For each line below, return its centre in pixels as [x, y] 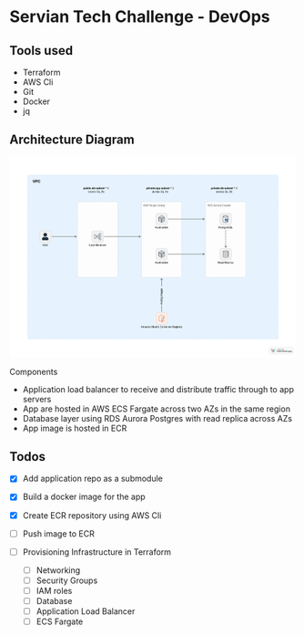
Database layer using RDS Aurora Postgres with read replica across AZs [157, 418]
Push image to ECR [59, 533]
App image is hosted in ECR [75, 428]
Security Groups [67, 580]
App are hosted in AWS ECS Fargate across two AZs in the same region [157, 409]
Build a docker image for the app [84, 497]
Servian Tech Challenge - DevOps [140, 17]
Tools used [41, 51]
